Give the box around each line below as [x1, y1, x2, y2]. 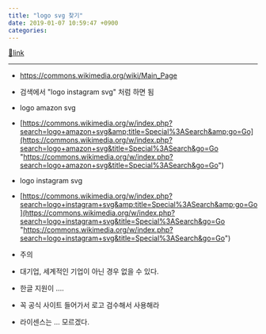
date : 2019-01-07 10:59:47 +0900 [8, 19, 119, 27]
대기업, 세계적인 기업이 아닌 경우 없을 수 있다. [19, 267, 160, 276]
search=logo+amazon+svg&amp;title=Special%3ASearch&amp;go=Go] [19, 127, 254, 136]
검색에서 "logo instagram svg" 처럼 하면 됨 [19, 87, 154, 97]
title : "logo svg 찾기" [8, 11, 83, 20]
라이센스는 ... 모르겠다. [19, 317, 89, 327]
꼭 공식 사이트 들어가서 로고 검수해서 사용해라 [19, 301, 160, 310]
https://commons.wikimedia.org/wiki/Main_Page [19, 71, 178, 80]
